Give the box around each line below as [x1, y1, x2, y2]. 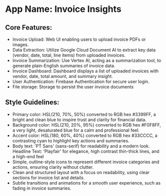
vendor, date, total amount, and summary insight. [12, 73, 113, 79]
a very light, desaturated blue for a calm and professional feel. [12, 127, 140, 133]
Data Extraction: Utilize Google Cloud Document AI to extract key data [12, 47, 156, 53]
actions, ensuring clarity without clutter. [12, 164, 94, 170]
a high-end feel [12, 153, 44, 159]
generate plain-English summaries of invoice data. [12, 63, 116, 68]
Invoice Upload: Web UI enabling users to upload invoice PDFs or [12, 36, 146, 42]
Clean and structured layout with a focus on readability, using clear [12, 169, 150, 175]
